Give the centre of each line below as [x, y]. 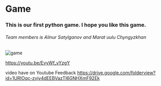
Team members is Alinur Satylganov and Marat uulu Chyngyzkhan [76, 37]
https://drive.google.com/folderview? [116, 73]
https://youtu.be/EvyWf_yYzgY [38, 63]
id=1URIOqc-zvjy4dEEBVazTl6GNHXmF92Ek [53, 78]
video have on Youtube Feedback [41, 73]
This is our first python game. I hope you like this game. [76, 25]
